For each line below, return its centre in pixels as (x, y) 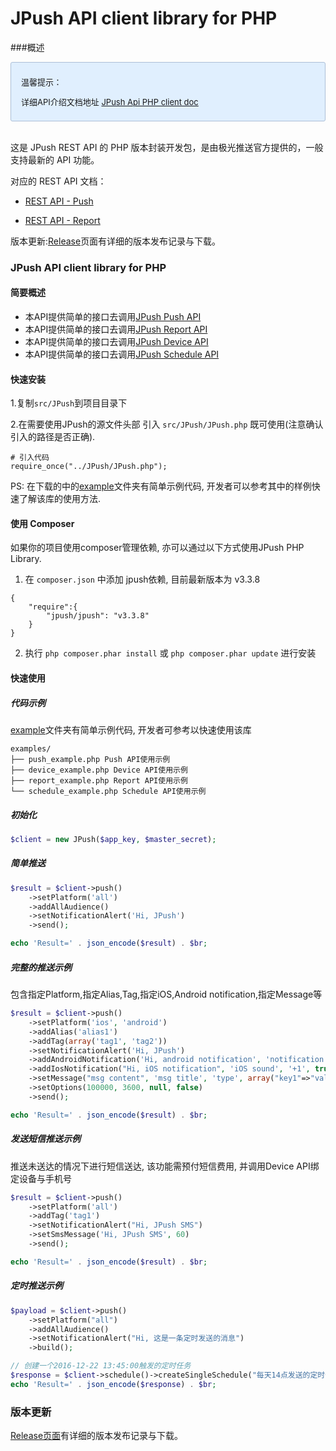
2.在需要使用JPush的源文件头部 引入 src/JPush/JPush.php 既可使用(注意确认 (167, 424)
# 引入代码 (30, 458)
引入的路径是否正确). (53, 437)
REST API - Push (59, 201)
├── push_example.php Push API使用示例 (90, 760)
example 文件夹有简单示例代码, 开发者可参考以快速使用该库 (131, 730)
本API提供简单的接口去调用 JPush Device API (116, 342)
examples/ (31, 749)
